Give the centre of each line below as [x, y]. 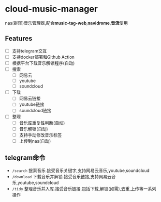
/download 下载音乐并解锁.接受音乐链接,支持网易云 [62, 176]
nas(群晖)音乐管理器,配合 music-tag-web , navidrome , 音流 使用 [66, 23]
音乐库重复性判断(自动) [42, 123]
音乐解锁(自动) [34, 129]
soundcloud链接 [35, 111]
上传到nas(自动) [35, 141]
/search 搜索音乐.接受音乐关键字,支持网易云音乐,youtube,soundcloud [81, 170]
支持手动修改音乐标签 [40, 135]
